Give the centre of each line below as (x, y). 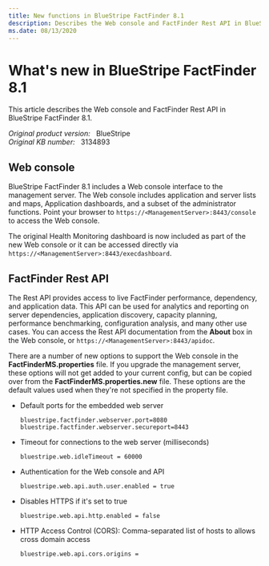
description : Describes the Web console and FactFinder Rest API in (125, 23)
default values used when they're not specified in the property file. (118, 390)
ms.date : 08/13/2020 (43, 30)
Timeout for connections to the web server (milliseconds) (114, 442)
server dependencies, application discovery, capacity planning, (113, 314)
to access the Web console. (54, 220)
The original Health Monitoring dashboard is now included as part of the (127, 237)
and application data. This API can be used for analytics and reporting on (129, 306)
